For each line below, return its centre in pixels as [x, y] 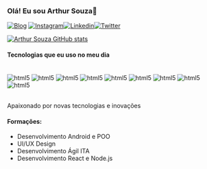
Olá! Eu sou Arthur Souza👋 [52, 11]
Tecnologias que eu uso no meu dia [58, 55]
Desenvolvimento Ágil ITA [53, 151]
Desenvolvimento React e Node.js [65, 158]
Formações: [25, 121]
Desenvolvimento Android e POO [64, 137]
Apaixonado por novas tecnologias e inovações [74, 106]
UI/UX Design [36, 144]
